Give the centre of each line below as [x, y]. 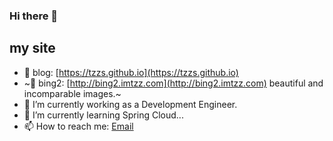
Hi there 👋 [34, 16]
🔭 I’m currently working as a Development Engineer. [130, 104]
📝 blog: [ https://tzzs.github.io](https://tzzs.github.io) [131, 72]
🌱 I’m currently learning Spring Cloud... [103, 115]
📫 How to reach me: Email [78, 126]
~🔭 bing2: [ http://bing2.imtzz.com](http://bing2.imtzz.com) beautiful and [173, 83]
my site [32, 48]
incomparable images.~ [72, 93]
